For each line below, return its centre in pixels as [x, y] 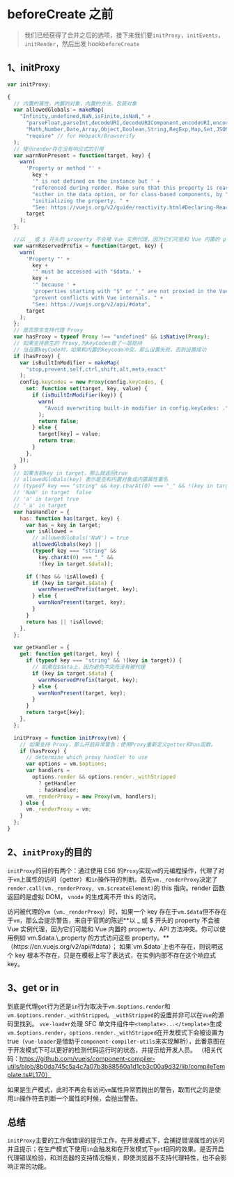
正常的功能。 [31, 1167]
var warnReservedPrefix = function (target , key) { [88, 246]
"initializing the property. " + [81, 201]
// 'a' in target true [46, 499]
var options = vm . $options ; [67, 764]
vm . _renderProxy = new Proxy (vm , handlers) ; [91, 797]
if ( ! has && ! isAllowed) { [65, 577]
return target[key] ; [55, 713]
